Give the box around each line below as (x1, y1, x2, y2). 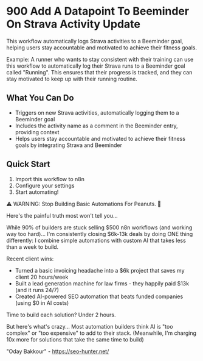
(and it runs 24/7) (15, 286, 60, 293)
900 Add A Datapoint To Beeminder (6, 4, 190, 18)
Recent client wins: (6, 255, 54, 262)
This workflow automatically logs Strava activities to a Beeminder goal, (6, 37, 184, 45)
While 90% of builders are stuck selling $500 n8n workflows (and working (6, 224, 193, 231)
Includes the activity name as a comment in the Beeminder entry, (15, 122, 178, 129)
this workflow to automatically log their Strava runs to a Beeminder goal (6, 62, 185, 70)
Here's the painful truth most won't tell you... (6, 212, 118, 219)
